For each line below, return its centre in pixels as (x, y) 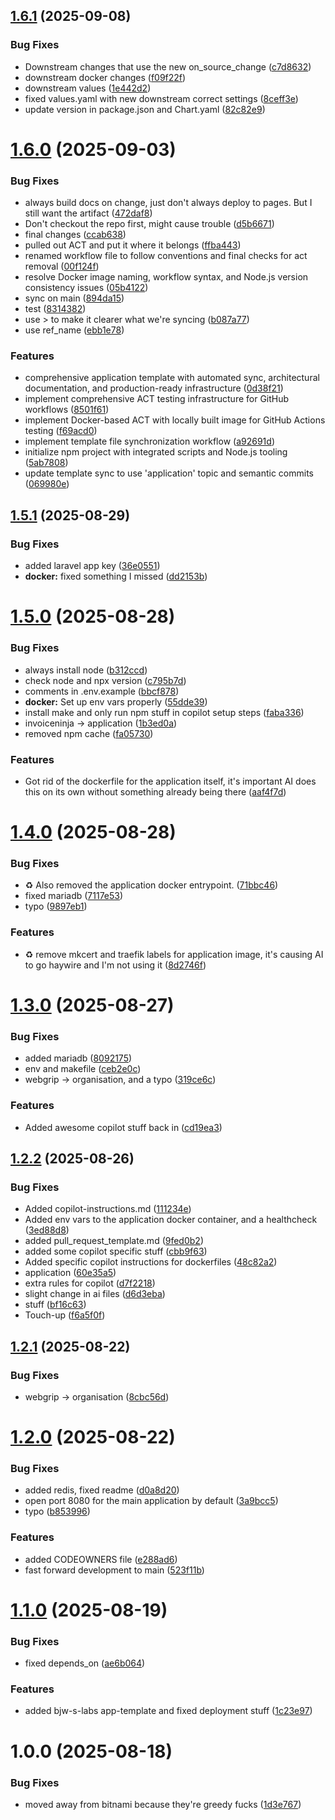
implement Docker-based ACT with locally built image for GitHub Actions (175, 420)
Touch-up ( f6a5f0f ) (65, 1315)
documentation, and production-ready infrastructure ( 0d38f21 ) (154, 388)
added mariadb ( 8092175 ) (78, 1058)
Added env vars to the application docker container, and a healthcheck (171, 1220)
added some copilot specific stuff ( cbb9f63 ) (116, 1251)
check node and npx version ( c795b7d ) (105, 680)
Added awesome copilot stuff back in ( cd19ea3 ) (123, 1127)
